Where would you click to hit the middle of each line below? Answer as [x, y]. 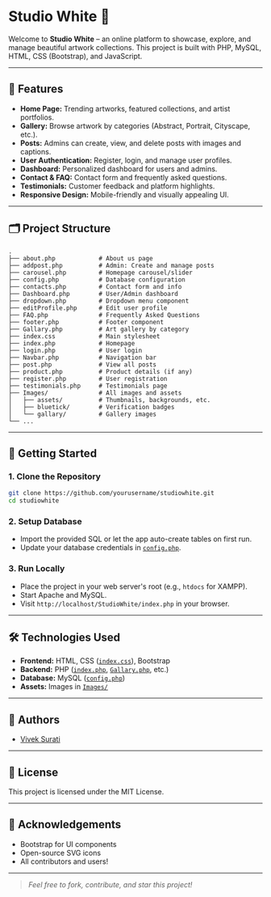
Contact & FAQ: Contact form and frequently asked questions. [123, 177]
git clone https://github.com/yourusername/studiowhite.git [112, 493]
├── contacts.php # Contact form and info [95, 286]
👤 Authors [34, 719]
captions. [35, 151]
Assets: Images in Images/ [64, 687]
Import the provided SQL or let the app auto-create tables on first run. [136, 539]
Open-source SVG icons [60, 853]
